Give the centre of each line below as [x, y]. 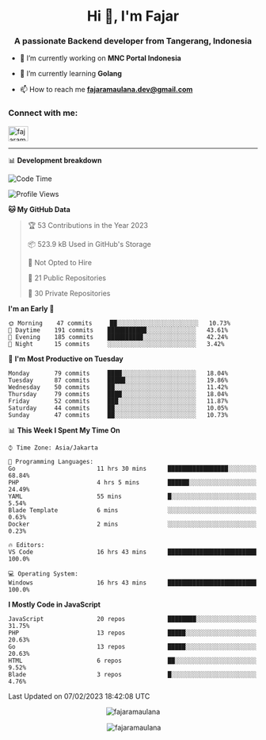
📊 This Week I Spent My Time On [64, 430]
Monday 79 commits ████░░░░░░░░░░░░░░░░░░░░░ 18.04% [118, 373]
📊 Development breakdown [55, 160]
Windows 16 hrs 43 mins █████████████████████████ [133, 583]
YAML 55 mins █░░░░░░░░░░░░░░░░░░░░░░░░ [133, 496]
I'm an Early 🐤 [31, 308]
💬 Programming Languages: [51, 461]
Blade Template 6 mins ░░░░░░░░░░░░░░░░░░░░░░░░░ [133, 510]
